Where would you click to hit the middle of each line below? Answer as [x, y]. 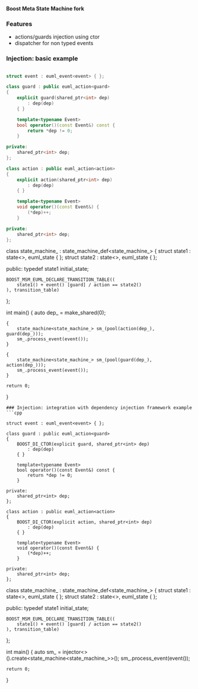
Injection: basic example [42, 59]
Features [19, 24]
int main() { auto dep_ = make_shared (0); [56, 313]
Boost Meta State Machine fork [45, 9]
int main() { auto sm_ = [34, 652]
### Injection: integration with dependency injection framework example [99, 408]
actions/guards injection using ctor [57, 37]
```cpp [14, 413]
